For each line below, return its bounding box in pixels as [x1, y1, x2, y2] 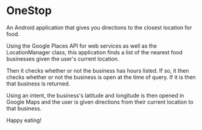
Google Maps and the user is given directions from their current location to [6, 98, 193, 106]
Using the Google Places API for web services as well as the [6, 42, 157, 49]
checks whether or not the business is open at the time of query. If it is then [6, 73, 196, 81]
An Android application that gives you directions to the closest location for [6, 24, 192, 31]
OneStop [6, 4, 52, 18]
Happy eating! [6, 117, 41, 124]
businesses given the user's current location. [6, 55, 120, 62]
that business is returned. [6, 80, 71, 87]
